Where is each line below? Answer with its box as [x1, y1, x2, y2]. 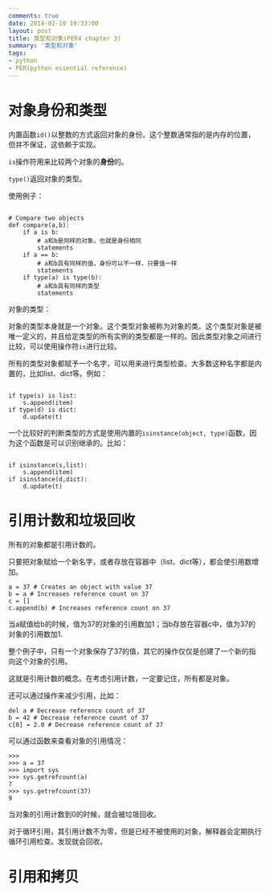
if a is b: [22, 228, 59, 236]
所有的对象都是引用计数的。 [8, 539, 100, 549]
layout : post [8, 27, 52, 35]
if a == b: [22, 250, 59, 258]
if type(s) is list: [8, 391, 78, 399]
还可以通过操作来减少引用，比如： [8, 690, 121, 700]
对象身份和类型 [8, 101, 108, 119]
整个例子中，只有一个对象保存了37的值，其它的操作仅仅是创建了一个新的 [8, 646, 249, 656]
